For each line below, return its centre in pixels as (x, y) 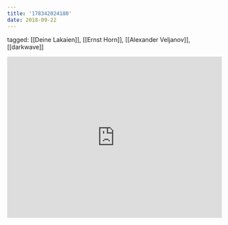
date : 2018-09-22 (32, 20)
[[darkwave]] (25, 47)
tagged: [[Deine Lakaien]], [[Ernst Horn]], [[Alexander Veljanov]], (99, 39)
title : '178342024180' (39, 13)
